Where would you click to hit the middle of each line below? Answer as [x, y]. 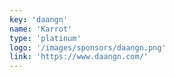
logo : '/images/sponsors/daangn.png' [88, 47]
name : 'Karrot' [41, 29]
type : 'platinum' [45, 38]
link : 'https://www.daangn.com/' [79, 57]
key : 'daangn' [39, 19]
